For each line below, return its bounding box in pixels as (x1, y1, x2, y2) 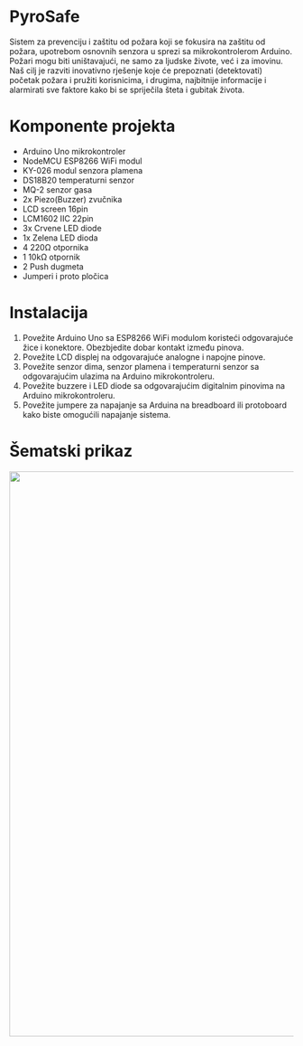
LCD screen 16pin (22, 203, 88, 214)
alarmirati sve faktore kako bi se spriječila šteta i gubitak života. (9, 84, 245, 95)
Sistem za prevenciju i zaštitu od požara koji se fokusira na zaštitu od (9, 36, 266, 47)
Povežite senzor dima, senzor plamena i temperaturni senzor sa (22, 361, 260, 372)
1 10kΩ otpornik (22, 251, 81, 262)
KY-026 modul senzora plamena (22, 165, 143, 175)
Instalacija (9, 303, 88, 323)
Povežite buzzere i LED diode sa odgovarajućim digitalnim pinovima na (22, 380, 286, 391)
